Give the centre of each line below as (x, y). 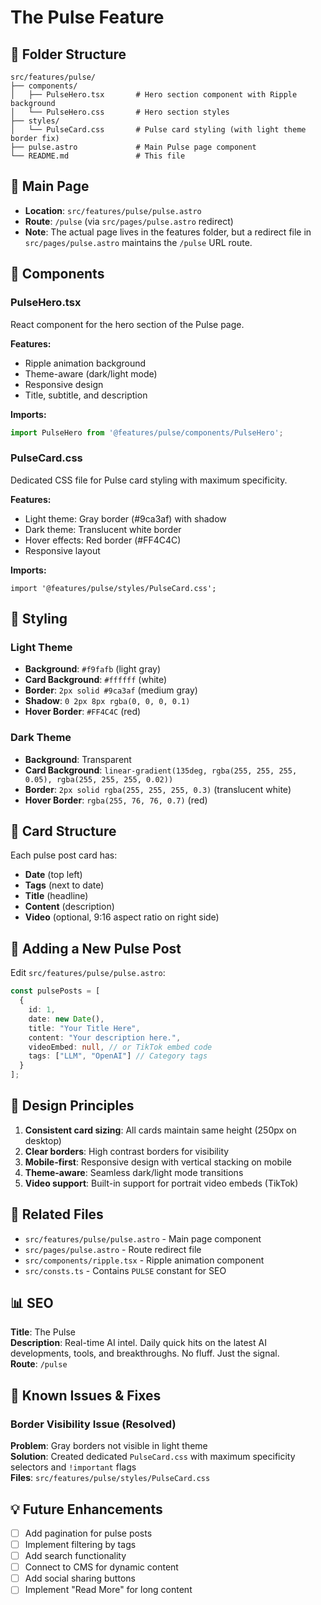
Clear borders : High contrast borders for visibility (127, 1151)
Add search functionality (75, 1556)
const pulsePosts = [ (55, 991)
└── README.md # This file (98, 156)
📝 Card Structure (63, 831)
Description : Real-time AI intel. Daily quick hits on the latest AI (138, 1343)
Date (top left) (53, 875)
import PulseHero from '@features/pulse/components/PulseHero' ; (147, 432)
